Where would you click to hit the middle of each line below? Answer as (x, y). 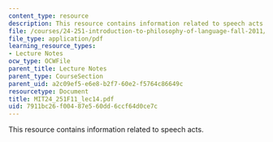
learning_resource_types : (52, 46)
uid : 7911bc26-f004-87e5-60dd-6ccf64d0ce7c (83, 106)
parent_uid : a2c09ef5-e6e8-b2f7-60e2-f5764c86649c (96, 84)
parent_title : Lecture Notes (58, 69)
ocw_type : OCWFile (39, 62)
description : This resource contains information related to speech (127, 24)
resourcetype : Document (49, 91)
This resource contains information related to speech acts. (106, 130)
